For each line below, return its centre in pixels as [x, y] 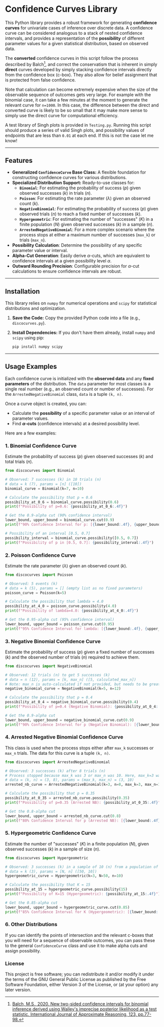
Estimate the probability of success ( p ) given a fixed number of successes [80, 652]
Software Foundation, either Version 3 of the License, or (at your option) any [82, 985]
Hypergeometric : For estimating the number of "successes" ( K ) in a [86, 219]
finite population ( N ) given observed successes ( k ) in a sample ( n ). [86, 225]
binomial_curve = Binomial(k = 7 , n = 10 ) [44, 488]
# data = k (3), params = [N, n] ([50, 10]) [51, 872]
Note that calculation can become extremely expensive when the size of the [82, 89]
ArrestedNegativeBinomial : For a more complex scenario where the [87, 230]
